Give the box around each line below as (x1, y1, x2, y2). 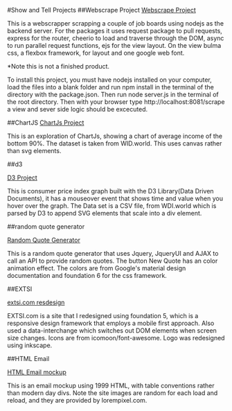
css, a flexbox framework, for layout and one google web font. (7, 49, 185, 57)
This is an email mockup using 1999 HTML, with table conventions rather (7, 381, 215, 390)
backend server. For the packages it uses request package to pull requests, (7, 27, 223, 35)
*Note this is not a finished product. (7, 62, 109, 70)
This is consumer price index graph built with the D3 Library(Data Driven (7, 187, 214, 195)
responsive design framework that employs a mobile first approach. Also (7, 319, 215, 327)
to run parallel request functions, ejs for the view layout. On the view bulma (7, 42, 222, 49)
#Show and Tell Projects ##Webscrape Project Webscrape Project (7, 6, 196, 14)
